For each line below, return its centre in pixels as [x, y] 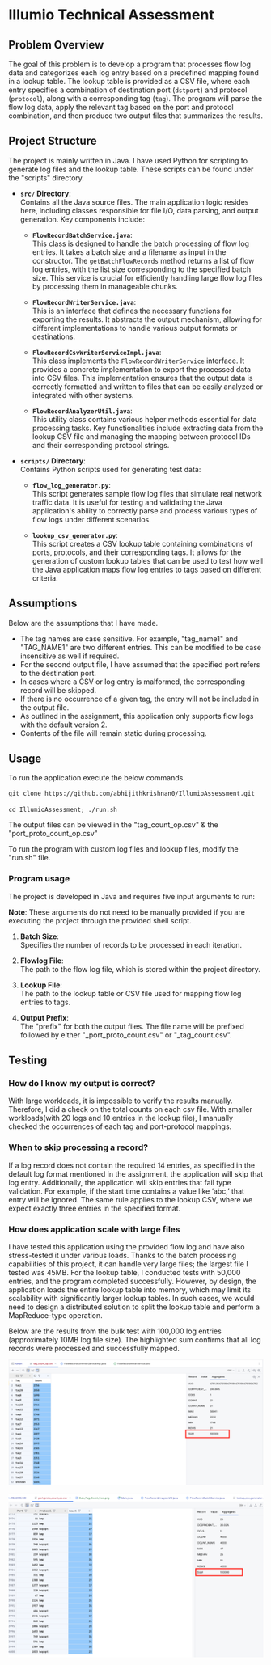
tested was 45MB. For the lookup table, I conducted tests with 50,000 [125, 1273]
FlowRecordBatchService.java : [82, 235]
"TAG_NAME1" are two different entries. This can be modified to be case [141, 647]
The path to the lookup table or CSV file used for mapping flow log [131, 993]
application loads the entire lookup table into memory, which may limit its [130, 1290]
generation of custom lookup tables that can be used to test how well [148, 560]
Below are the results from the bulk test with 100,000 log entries [115, 1331]
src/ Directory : [45, 193]
